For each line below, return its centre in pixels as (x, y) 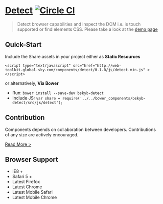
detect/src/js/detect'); (37, 102)
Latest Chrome (27, 187)
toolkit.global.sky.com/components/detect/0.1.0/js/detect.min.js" (75, 70)
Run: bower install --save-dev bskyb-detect (58, 93)
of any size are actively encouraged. (42, 134)
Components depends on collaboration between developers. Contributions (81, 129)
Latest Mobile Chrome (35, 197)
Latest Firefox (26, 182)
